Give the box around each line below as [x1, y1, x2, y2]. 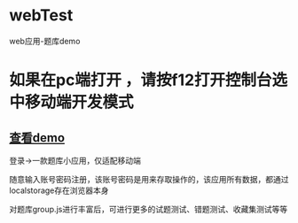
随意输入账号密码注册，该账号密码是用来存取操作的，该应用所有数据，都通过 [9, 173, 289, 184]
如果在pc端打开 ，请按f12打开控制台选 [9, 70, 288, 90]
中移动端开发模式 [9, 92, 135, 112]
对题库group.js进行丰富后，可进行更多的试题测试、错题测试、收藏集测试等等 [9, 204, 288, 214]
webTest [9, 5, 74, 26]
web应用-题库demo [9, 35, 81, 46]
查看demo [9, 130, 65, 145]
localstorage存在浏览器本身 [9, 185, 109, 196]
